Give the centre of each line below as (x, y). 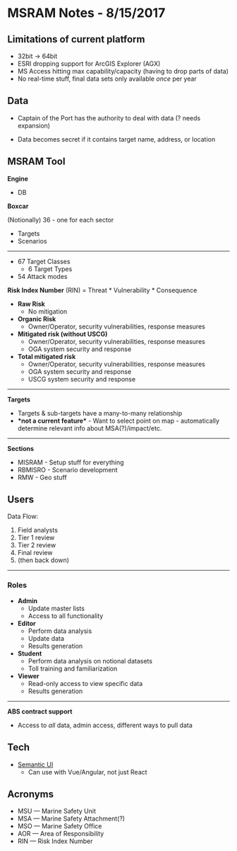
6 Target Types (50, 269)
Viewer (28, 676)
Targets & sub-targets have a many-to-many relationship (100, 413)
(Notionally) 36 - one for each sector (61, 219)
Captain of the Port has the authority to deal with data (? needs (109, 118)
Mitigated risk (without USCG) (62, 333)
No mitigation (48, 311)
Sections (20, 448)
